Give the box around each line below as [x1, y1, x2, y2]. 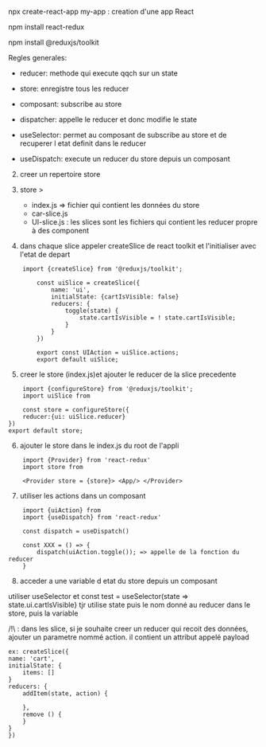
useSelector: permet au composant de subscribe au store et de [19, 131, 227, 139]
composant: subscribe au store [19, 100, 122, 108]
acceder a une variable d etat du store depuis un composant [19, 577, 218, 585]
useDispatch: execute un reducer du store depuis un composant [19, 154, 230, 163]
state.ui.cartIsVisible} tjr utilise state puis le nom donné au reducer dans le [8, 600, 251, 609]
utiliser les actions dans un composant [19, 491, 146, 500]
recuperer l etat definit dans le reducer [19, 139, 147, 148]
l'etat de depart [19, 250, 71, 259]
